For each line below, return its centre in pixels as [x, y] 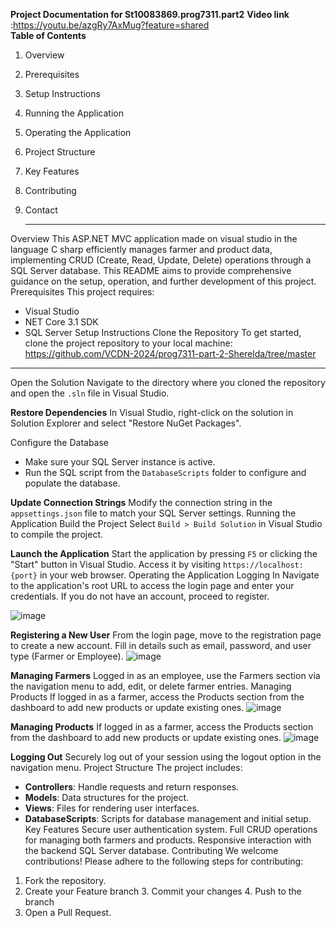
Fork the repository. [65, 880]
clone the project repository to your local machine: [128, 343]
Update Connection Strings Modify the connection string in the [141, 502]
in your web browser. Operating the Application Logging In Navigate [179, 575]
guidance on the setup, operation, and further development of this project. [163, 281]
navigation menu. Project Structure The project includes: [126, 767]
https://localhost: [263, 565]
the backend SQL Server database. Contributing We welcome [151, 850]
